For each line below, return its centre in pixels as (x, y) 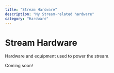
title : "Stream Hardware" (31, 9)
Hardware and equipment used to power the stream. (57, 56)
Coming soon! (19, 66)
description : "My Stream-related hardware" (50, 14)
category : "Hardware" (27, 18)
